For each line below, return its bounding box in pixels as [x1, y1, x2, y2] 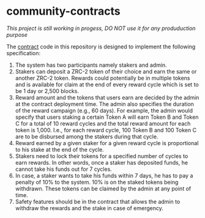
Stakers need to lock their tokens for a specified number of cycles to [15, 152, 188, 160]
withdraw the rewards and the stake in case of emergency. [15, 204, 163, 212]
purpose [6, 31, 28, 38]
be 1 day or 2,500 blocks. [15, 87, 80, 94]
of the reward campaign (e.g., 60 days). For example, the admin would [15, 107, 193, 114]
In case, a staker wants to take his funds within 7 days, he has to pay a [15, 171, 193, 179]
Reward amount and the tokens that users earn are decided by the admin [15, 94, 199, 101]
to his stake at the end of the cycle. [15, 146, 104, 153]
